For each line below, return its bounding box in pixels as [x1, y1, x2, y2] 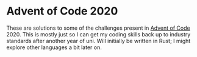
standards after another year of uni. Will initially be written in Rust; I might [6, 37, 191, 44]
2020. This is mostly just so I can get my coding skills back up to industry [6, 30, 191, 38]
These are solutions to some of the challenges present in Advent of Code [6, 24, 190, 32]
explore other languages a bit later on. [6, 44, 102, 51]
